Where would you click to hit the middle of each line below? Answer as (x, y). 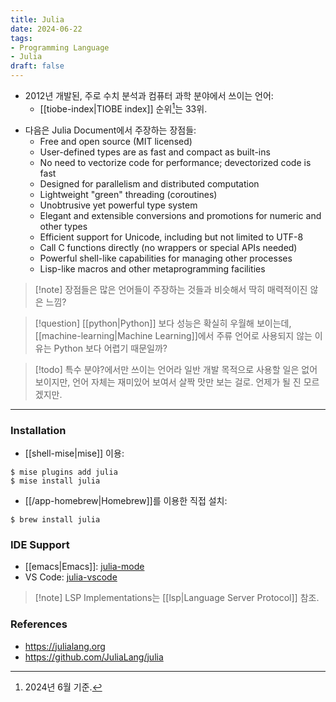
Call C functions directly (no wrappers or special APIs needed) (168, 247)
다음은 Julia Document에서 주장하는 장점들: (110, 130)
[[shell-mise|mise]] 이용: (74, 453)
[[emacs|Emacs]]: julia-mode (84, 567)
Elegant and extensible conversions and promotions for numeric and (180, 215)
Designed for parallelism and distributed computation (149, 183)
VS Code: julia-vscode (71, 577)
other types (63, 226)
